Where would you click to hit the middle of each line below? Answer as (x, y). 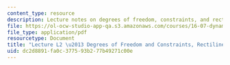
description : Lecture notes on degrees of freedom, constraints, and (108, 20)
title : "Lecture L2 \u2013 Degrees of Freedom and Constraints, (101, 45)
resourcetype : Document (41, 39)
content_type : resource (41, 13)
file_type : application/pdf (47, 32)
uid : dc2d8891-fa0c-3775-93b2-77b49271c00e (70, 51)
